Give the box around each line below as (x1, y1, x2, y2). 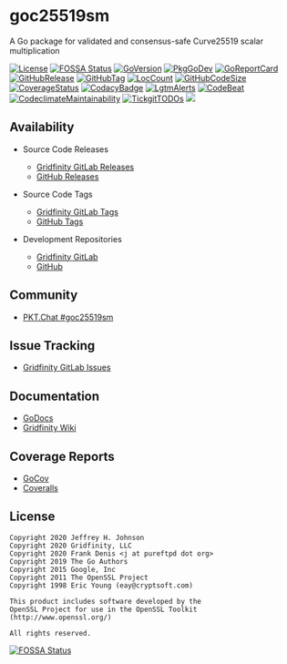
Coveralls (22, 483, 59, 493)
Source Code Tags (22, 189, 93, 199)
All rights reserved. (9, 628, 92, 638)
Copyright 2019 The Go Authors (9, 557, 128, 566)
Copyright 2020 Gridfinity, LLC (9, 541, 132, 550)
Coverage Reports (9, 448, 116, 465)
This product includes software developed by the (9, 597, 202, 606)
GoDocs (22, 413, 54, 424)
